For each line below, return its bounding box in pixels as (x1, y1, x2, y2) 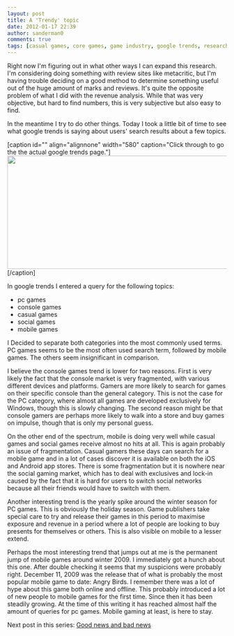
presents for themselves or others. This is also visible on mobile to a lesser (7, 527, 221, 535)
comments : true (7, 36, 52, 43)
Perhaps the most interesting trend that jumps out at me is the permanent (7, 548, 218, 556)
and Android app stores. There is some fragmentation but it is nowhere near (7, 462, 225, 470)
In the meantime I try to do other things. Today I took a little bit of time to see (7, 120, 227, 127)
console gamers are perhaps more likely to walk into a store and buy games (7, 412, 225, 419)
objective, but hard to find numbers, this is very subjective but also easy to (7, 99, 221, 107)
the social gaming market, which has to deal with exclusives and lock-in (7, 470, 213, 477)
